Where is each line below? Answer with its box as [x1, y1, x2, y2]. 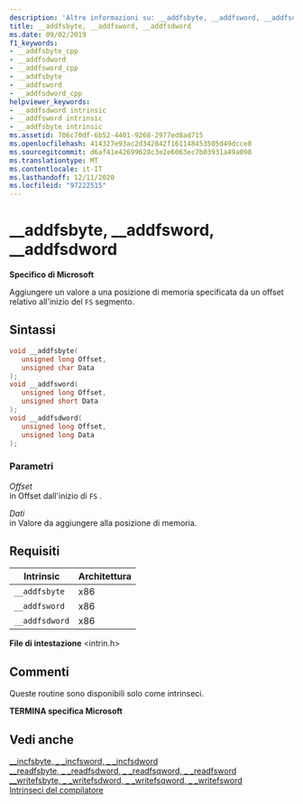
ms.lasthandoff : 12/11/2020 [9, 173, 115, 182]
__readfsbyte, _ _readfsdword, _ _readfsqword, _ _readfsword [9, 765, 237, 777]
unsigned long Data [21, 430, 95, 439]
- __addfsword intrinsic [9, 114, 103, 123]
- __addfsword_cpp [9, 64, 78, 73]
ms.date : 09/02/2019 [9, 30, 87, 39]
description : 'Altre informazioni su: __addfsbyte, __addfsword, [9, 13, 260, 23]
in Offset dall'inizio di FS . [9, 490, 103, 501]
